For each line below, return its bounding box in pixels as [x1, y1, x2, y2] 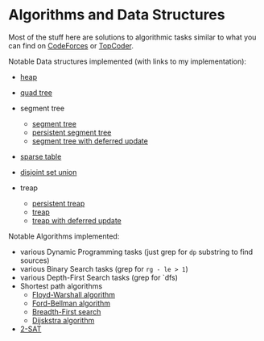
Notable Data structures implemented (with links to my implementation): [8, 56, 247, 66]
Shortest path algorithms [19, 281, 103, 291]
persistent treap [31, 198, 85, 208]
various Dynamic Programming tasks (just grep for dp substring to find [19, 247, 254, 256]
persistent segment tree [31, 127, 112, 137]
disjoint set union [19, 167, 77, 177]
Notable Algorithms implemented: [8, 231, 120, 241]
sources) [19, 256, 50, 265]
